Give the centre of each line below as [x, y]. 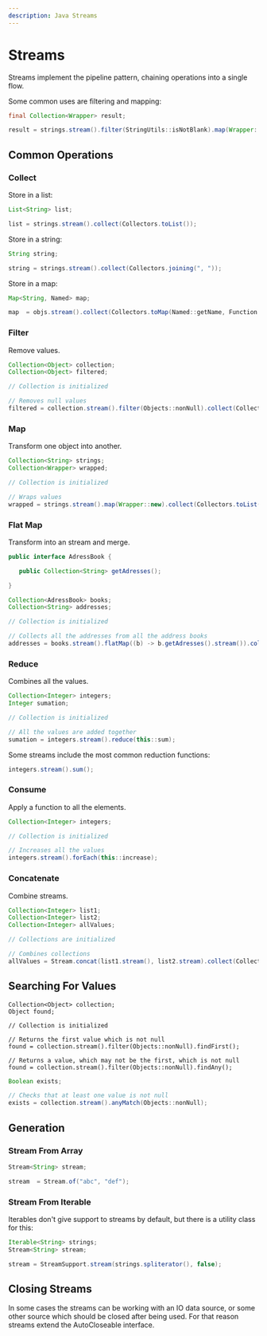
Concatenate [34, 878]
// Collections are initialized [62, 940]
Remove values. [34, 350]
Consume [27, 790]
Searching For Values [62, 986]
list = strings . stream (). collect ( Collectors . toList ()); [103, 224]
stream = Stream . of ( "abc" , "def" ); [69, 1181]
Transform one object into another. [65, 446]
